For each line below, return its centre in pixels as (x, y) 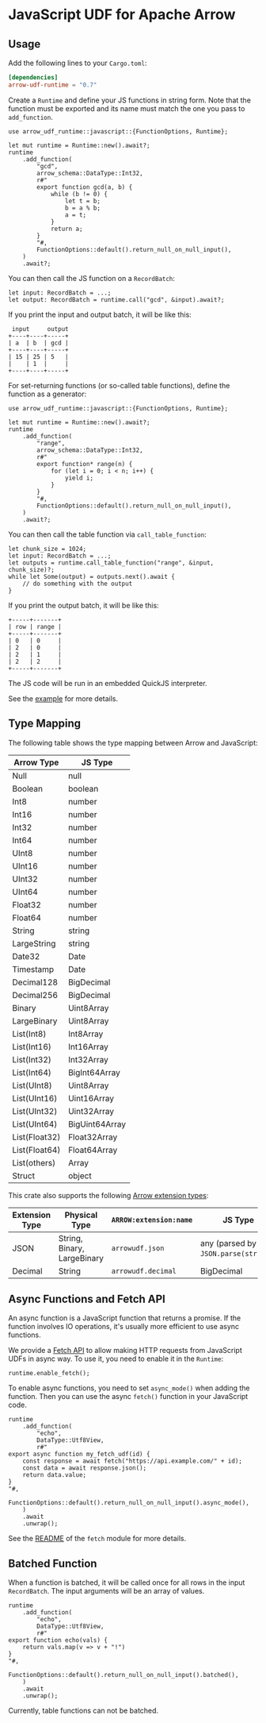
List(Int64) (32, 1072)
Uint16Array (91, 1098)
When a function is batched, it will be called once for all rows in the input (127, 1582)
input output (40, 329)
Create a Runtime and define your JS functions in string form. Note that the (130, 100)
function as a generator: (47, 394)
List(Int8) (29, 1034)
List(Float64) (36, 1150)
